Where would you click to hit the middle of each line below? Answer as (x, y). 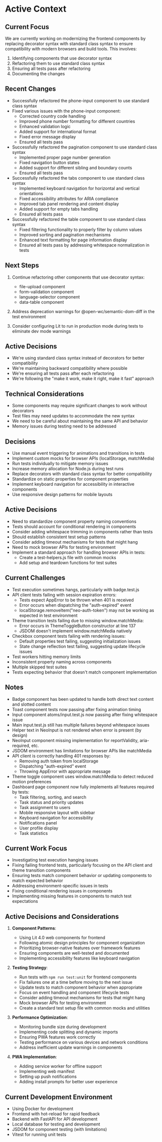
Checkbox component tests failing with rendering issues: (69, 636)
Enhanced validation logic (45, 126)
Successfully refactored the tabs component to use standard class (78, 178)
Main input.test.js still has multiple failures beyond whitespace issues (81, 725)
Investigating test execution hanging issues (55, 860)
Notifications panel (38, 823)
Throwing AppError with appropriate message (65, 771)
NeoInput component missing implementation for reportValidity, (75, 740)
